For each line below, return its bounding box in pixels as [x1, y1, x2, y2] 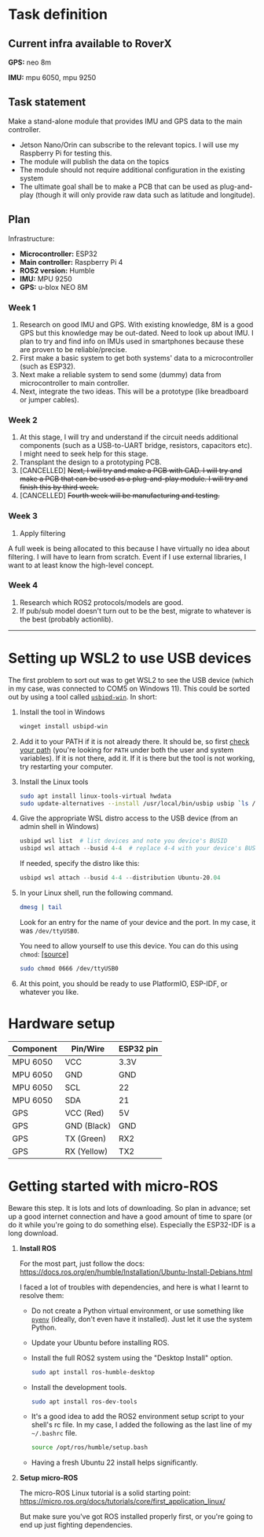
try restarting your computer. [19, 761, 114, 771]
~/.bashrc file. [31, 1429, 78, 1438]
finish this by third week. [19, 482, 100, 492]
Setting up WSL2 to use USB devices [8, 650, 251, 667]
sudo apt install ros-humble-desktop [31, 1368, 156, 1376]
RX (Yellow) [64, 1146, 108, 1157]
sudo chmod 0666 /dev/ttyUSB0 [19, 964, 119, 972]
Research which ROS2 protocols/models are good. [19, 597, 184, 607]
